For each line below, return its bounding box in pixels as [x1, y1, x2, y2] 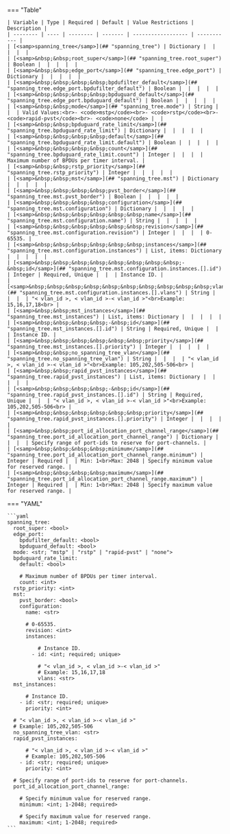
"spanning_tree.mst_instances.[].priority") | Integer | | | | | [7, 343, 210, 350]
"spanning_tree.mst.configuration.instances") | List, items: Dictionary [7, 247, 222, 254]
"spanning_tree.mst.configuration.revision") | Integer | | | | [7, 229, 204, 236]
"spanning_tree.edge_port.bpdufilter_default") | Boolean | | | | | [7, 85, 219, 92]
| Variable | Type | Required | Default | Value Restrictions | [7, 19, 194, 26]
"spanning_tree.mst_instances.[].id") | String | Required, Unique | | [7, 325, 219, 332]
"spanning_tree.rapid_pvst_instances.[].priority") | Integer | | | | [7, 415, 222, 422]
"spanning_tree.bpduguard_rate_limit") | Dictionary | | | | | [7, 127, 204, 134]
